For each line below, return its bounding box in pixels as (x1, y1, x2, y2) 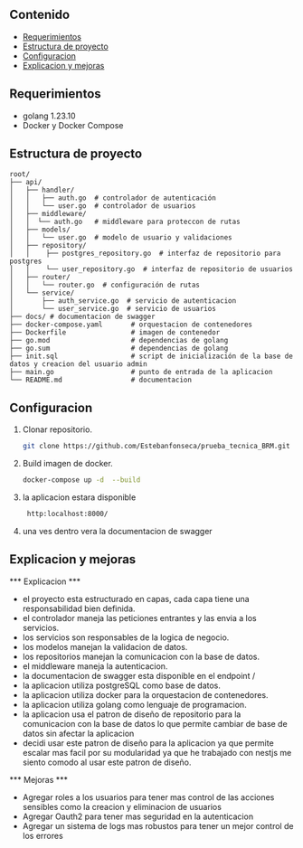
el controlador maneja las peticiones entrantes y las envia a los (22, 612, 257, 623)
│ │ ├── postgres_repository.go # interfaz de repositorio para (9, 249, 281, 259)
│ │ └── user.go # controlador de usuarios (9, 202, 196, 211)
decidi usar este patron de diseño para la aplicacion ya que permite (22, 737, 274, 749)
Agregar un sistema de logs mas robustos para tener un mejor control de (22, 820, 294, 831)
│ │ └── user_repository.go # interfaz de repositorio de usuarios (9, 265, 294, 274)
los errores (22, 830, 63, 841)
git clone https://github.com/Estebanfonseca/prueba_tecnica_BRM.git (22, 442, 291, 451)
